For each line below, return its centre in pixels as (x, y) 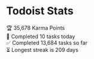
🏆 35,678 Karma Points (36, 27)
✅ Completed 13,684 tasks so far (47, 42)
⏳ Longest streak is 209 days (43, 49)
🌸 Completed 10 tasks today (41, 36)
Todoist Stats (40, 11)
